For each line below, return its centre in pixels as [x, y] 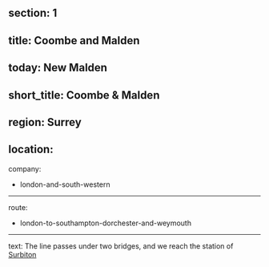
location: [31, 150]
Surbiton [22, 254]
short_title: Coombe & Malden [84, 95]
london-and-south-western [65, 184]
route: [18, 207]
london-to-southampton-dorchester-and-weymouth [106, 223]
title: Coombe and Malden [74, 40]
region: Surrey [45, 122]
